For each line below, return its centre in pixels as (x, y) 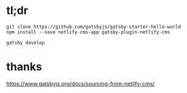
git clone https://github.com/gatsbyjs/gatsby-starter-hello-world (94, 27)
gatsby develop (26, 43)
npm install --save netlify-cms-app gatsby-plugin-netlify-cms (88, 32)
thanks (24, 67)
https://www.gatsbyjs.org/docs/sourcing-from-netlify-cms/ (81, 83)
